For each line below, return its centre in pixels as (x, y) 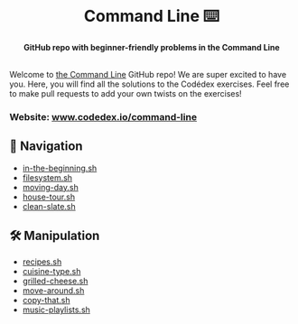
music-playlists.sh (56, 310)
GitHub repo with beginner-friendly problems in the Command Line (152, 47)
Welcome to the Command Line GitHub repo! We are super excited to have (148, 74)
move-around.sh (53, 291)
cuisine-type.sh (51, 272)
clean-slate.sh (49, 206)
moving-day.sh (50, 187)
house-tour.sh (48, 197)
